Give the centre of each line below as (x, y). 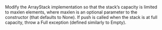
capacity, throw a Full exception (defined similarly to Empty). (66, 22)
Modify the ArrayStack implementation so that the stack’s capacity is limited (81, 7)
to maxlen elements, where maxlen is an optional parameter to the (71, 12)
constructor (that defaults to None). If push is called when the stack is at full (81, 17)
